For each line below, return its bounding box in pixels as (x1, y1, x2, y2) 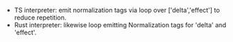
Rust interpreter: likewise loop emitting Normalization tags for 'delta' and (13, 21, 227, 29)
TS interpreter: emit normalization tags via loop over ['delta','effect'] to (13, 6, 220, 14)
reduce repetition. (13, 13, 67, 22)
